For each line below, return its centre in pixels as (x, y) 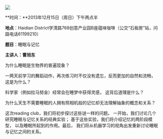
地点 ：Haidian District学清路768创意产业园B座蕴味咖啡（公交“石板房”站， (79, 28)
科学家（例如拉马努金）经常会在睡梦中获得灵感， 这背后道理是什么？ (74, 92)
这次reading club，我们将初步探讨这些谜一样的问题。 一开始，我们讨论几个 (81, 113)
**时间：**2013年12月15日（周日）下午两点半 (52, 17)
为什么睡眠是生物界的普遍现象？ (37, 65)
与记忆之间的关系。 (25, 132)
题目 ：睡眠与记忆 (22, 44)
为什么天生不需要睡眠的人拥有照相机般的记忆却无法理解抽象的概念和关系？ (80, 103)
